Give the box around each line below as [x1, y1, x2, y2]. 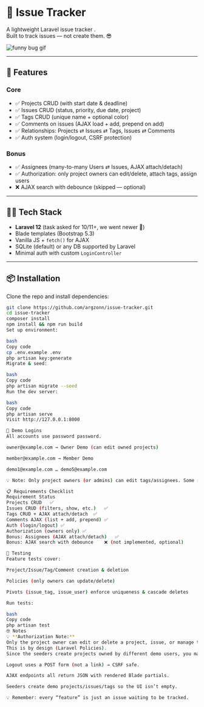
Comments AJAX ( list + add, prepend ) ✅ [6, 516, 108, 523]
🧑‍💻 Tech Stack [6, 207, 63, 218]
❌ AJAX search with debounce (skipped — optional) [15, 183, 146, 191]
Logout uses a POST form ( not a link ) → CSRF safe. [6, 661, 140, 668]
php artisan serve [6, 411, 53, 417]
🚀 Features [6, 67, 48, 78]
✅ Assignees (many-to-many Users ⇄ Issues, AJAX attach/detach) [15, 163, 183, 170]
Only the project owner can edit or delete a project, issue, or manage [6, 639, 194, 645]
